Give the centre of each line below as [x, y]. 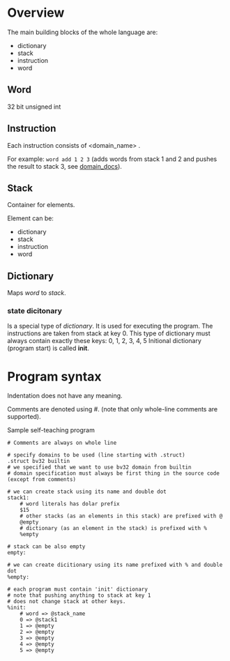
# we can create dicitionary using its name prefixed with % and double [115, 565]
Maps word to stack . [37, 293]
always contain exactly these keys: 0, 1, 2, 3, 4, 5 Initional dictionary [105, 341]
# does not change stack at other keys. [67, 602]
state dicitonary [35, 311]
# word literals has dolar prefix [70, 504]
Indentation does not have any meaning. [65, 396]
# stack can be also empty [46, 547]
